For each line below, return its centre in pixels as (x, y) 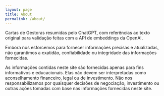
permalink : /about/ (25, 19)
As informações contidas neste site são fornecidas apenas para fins (75, 67)
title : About (19, 14)
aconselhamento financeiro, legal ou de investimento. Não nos (69, 78)
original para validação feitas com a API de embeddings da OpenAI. (74, 38)
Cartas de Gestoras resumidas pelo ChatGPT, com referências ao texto (78, 33)
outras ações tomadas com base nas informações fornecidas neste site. (79, 89)
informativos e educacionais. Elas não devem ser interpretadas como (76, 73)
